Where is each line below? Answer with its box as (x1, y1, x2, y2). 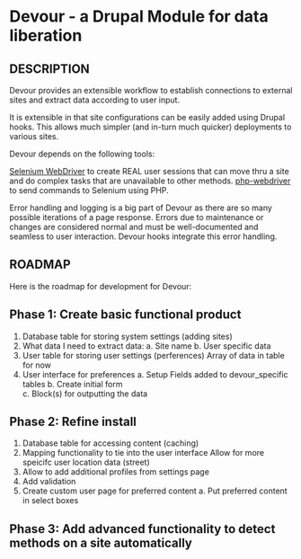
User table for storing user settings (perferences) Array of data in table (22, 350, 285, 360)
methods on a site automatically (9, 535, 193, 550)
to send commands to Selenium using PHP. (9, 185, 169, 195)
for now (22, 359, 52, 370)
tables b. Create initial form (22, 378, 123, 389)
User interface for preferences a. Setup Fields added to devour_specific (22, 368, 289, 379)
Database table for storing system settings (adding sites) (22, 331, 234, 342)
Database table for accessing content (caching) (22, 438, 199, 448)
